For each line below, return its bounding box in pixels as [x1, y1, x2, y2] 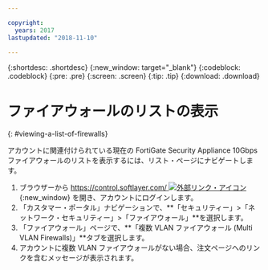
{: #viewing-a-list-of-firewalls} [7, 129, 108, 139]
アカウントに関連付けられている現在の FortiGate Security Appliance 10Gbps [7, 145, 258, 155]
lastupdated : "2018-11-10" [7, 34, 98, 42]
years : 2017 [14, 26, 55, 35]
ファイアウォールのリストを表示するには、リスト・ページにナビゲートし [7, 156, 246, 166]
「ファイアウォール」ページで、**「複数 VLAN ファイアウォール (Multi [18, 223, 254, 233]
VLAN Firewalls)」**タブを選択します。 [18, 233, 149, 243]
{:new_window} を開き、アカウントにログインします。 [18, 193, 198, 202]
